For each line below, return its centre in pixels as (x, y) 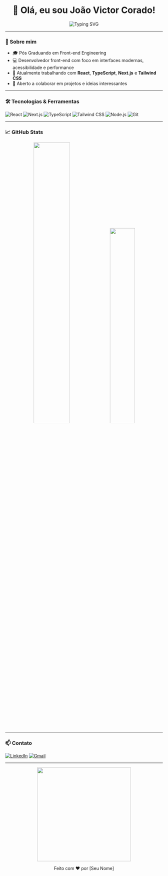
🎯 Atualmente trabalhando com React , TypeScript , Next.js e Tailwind (84, 73)
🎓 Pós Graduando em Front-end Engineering (59, 53)
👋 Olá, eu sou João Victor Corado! (84, 10)
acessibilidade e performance (43, 68)
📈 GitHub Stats (24, 132)
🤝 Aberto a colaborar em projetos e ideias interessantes (70, 84)
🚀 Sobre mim (21, 42)
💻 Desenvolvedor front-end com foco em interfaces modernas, (78, 61)
